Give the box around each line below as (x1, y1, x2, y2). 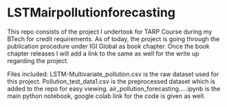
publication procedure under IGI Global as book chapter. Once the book (7, 42, 210, 50)
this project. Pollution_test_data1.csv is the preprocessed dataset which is (7, 77, 215, 85)
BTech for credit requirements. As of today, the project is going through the (7, 34, 220, 43)
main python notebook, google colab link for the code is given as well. (7, 91, 206, 100)
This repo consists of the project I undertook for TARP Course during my (7, 27, 213, 36)
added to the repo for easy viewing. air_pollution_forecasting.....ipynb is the (7, 84, 221, 93)
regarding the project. (7, 56, 69, 64)
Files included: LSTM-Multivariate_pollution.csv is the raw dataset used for (7, 70, 219, 78)
